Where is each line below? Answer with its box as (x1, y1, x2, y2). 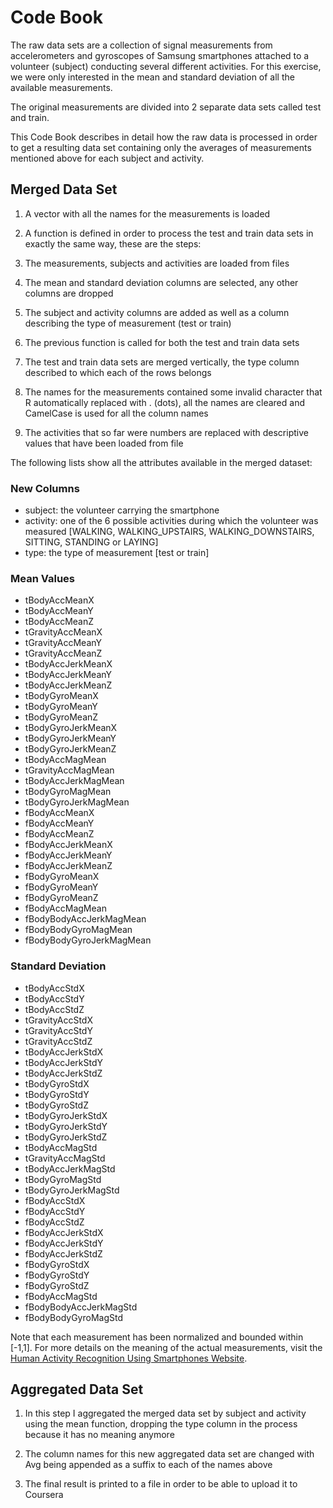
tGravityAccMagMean (24, 764, 115, 776)
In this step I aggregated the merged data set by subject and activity (24, 1407, 307, 1420)
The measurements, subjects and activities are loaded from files (24, 257, 290, 269)
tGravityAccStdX (24, 1014, 93, 1026)
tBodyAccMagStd (24, 1141, 98, 1153)
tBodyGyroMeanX (24, 690, 99, 702)
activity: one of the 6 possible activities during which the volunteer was (24, 515, 319, 527)
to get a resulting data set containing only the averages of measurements (10, 141, 312, 153)
